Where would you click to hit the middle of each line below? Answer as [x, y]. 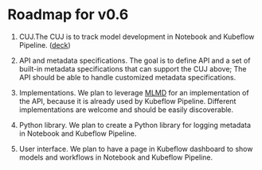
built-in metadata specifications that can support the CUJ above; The [133, 68]
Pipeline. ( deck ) [45, 44]
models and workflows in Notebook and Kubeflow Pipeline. [115, 157]
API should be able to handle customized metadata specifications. [127, 77]
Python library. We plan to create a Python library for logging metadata [135, 125]
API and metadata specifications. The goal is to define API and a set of [135, 60]
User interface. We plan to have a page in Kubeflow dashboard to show [136, 149]
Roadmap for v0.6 [68, 15]
